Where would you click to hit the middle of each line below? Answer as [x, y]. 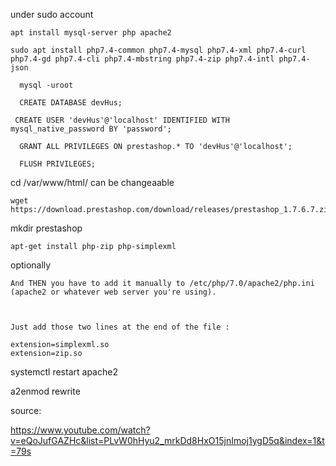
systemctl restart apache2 [64, 372]
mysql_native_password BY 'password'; [91, 129]
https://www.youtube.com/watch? [80, 430]
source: [26, 410]
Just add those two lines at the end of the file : [120, 327]
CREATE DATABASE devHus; [71, 103]
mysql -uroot [46, 85]
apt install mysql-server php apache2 [91, 33]
